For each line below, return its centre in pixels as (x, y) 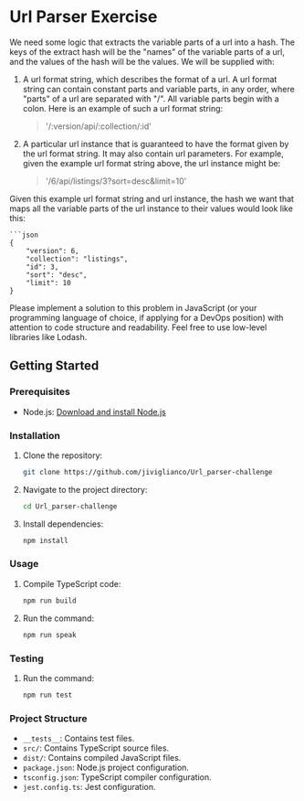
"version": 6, (52, 251)
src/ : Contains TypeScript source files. (96, 748)
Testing (26, 658)
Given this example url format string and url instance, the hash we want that (152, 198)
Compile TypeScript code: (72, 583)
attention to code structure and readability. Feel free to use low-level (138, 327)
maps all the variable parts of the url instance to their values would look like (152, 208)
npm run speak (49, 635)
